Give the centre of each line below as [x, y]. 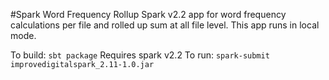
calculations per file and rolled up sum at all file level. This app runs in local [165, 25]
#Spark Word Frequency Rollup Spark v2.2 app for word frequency [148, 14]
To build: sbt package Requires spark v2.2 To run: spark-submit [140, 55]
